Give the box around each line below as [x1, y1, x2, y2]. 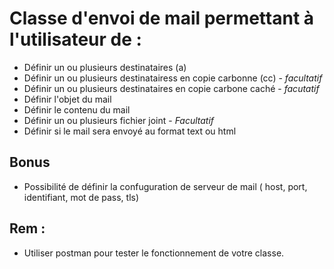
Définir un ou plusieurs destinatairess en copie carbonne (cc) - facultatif [23, 72, 323, 84]
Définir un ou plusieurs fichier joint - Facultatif [23, 114, 215, 126]
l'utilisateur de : [9, 28, 142, 51]
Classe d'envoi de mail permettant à [9, 7, 315, 30]
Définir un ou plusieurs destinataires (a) [23, 61, 187, 73]
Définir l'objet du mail [23, 93, 112, 105]
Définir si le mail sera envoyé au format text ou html [23, 125, 237, 137]
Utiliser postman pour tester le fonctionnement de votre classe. [23, 247, 285, 259]
